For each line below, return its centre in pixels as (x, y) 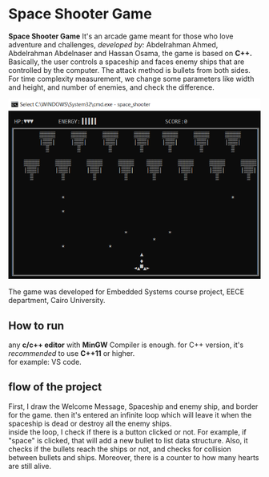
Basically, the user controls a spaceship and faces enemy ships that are (126, 62)
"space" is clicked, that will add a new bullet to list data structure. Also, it (128, 440)
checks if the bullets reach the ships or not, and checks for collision (120, 449)
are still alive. (30, 466)
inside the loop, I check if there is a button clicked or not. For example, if (127, 432)
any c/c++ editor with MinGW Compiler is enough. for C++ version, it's (126, 345)
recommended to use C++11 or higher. (72, 353)
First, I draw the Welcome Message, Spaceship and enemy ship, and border (133, 406)
